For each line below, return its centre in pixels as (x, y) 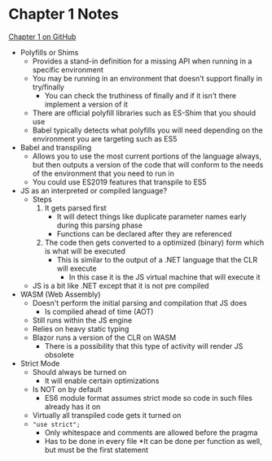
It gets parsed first (76, 207)
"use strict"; (56, 424)
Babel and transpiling (56, 147)
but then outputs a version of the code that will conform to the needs (148, 164)
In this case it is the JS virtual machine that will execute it (165, 276)
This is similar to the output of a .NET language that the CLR (157, 259)
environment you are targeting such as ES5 (105, 138)
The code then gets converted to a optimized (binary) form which (154, 242)
